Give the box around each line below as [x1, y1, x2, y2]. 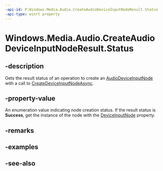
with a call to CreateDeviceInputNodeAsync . [5, 80, 94, 86]
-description [5, 62, 44, 70]
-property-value [5, 94, 56, 103]
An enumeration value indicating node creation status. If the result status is [5, 107, 156, 113]
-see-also [5, 159, 36, 168]
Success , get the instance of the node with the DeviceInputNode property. [5, 112, 155, 118]
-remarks [5, 126, 34, 135]
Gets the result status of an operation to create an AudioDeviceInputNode [5, 75, 153, 81]
